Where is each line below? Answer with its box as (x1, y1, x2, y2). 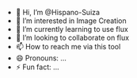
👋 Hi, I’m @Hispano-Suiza (15, 8, 101, 17)
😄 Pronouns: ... (15, 53, 67, 63)
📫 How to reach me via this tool (15, 42, 121, 51)
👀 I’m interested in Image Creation (15, 16, 127, 25)
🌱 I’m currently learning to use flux (15, 25, 128, 33)
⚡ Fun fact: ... (15, 62, 59, 72)
